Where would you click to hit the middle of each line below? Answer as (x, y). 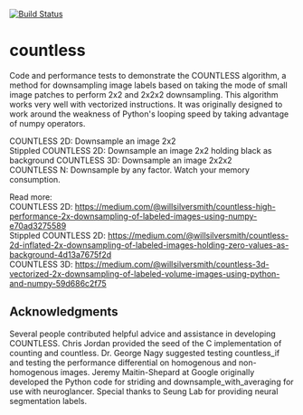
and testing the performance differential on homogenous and (123, 363)
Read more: (31, 197)
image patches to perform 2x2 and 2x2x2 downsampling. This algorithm (144, 94)
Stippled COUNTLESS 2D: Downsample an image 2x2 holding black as (141, 150)
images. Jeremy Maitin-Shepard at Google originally (157, 372)
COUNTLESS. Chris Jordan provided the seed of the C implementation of (146, 343)
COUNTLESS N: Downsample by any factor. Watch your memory (130, 170)
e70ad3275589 (38, 225)
